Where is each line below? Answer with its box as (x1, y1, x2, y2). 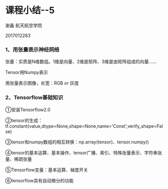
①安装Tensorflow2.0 (5, 106, 51, 112)
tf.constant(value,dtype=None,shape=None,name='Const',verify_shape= (5, 123, 157, 129)
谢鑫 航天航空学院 (5, 22, 42, 28)
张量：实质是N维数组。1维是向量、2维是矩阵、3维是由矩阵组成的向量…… (5, 59, 157, 65)
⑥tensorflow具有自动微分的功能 (5, 177, 74, 183)
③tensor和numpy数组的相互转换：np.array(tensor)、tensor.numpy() (5, 139, 149, 145)
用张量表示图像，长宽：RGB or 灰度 (5, 80, 79, 86)
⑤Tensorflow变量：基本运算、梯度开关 (5, 167, 89, 173)
